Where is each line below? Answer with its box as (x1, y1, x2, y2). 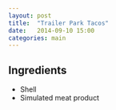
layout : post (8, 11, 52, 20)
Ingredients (8, 63, 67, 77)
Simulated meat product (19, 93, 100, 103)
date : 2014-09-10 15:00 (8, 26, 94, 34)
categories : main (8, 33, 66, 42)
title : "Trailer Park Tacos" (8, 19, 110, 27)
